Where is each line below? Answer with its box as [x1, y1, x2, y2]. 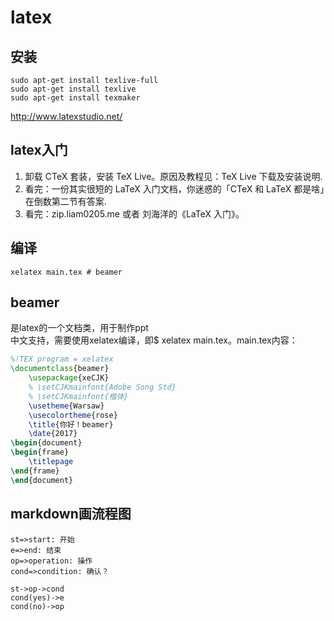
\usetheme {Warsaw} [28, 401, 105, 411]
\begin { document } [10, 438, 83, 448]
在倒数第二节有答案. [24, 195, 107, 207]
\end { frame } [10, 466, 60, 476]
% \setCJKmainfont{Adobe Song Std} [28, 382, 177, 393]
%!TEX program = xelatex [10, 354, 114, 365]
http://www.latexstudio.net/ [10, 111, 123, 122]
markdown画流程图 [10, 506, 132, 523]
